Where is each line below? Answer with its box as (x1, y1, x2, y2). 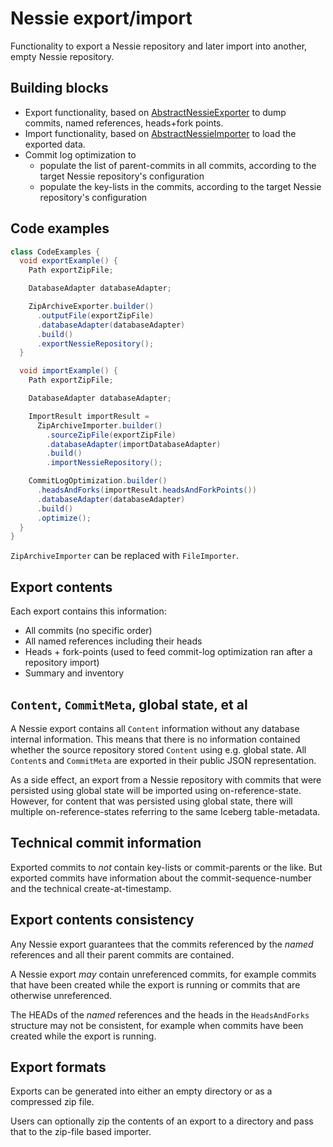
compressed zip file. (10, 1096, 95, 1108)
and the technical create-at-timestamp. (10, 882, 172, 894)
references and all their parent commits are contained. (10, 948, 235, 961)
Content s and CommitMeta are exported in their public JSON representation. (10, 754, 317, 766)
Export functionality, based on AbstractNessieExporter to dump (24, 106, 287, 118)
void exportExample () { (19, 256, 118, 266)
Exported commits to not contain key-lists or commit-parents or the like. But (10, 861, 323, 873)
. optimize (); (36, 513, 92, 523)
